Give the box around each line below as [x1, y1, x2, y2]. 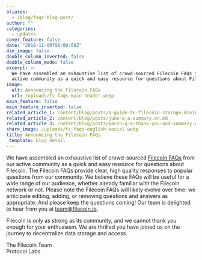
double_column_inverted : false [6, 54, 85, 60]
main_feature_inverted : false [6, 104, 82, 110]
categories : [6, 25, 36, 32]
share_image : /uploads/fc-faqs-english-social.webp [6, 126, 138, 132]
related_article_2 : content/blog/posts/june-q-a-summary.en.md [6, 115, 168, 121]
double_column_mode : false [6, 59, 74, 65]
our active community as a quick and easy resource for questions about [6, 160, 185, 167]
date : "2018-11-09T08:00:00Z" [6, 43, 82, 49]
